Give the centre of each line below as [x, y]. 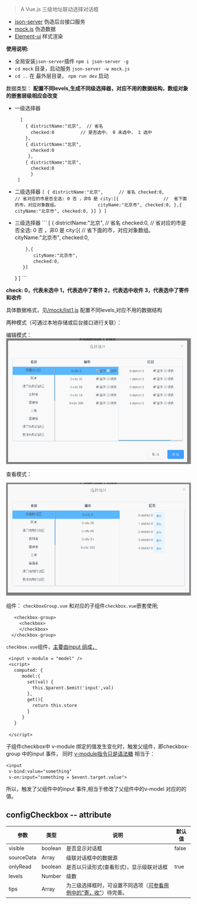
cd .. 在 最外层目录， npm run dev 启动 [62, 76]
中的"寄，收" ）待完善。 [99, 893]
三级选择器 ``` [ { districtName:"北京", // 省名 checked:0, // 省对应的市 [98, 223]
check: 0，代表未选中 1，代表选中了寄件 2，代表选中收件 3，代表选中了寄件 [98, 290]
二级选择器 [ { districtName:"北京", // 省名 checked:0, [89, 192]
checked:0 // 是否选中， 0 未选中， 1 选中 [91, 132]
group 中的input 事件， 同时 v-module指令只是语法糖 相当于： [81, 753]
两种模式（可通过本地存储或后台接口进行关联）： [64, 322]
